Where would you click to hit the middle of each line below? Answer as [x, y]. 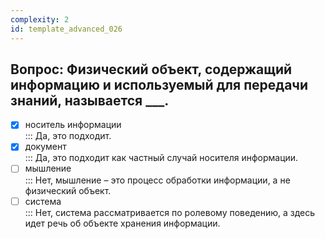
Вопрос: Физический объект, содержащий [151, 69]
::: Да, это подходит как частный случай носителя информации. [161, 158]
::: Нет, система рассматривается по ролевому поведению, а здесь [170, 212]
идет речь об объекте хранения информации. [122, 223]
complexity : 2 [40, 19]
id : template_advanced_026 [66, 29]
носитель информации [73, 125]
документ [45, 147]
